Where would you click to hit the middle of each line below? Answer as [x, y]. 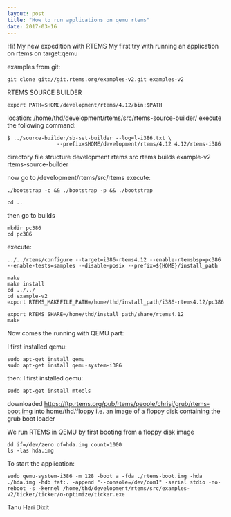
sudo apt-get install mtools [49, 391]
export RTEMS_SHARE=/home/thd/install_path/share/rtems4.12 [96, 315]
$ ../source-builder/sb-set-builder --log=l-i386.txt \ [89, 138]
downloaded [25, 404]
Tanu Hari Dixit [28, 507]
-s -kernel [44, 489]
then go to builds [31, 216]
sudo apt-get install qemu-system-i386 [65, 366]
